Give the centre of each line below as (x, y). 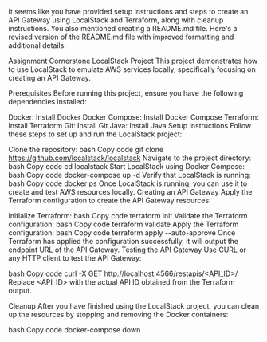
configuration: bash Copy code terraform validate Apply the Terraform (124, 224)
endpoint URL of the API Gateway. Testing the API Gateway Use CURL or (128, 250)
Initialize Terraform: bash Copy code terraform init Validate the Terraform (128, 216)
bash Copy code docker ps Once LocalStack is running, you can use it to (128, 183)
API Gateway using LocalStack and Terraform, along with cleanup (116, 20)
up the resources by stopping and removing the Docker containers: (118, 314)
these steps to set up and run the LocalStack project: (95, 134)
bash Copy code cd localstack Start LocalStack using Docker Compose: (126, 166)
